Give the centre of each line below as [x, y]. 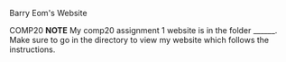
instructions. [32, 49]
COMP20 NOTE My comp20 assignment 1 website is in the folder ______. [143, 30]
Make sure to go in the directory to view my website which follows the [139, 40]
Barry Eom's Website [48, 13]
